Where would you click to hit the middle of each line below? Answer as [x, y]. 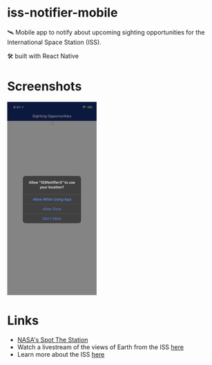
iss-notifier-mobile [62, 13]
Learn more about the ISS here [61, 354]
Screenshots [45, 87]
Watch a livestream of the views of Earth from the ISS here [100, 347]
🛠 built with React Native [43, 56]
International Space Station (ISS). [54, 42]
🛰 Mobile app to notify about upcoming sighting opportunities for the [106, 32]
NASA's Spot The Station [52, 339]
